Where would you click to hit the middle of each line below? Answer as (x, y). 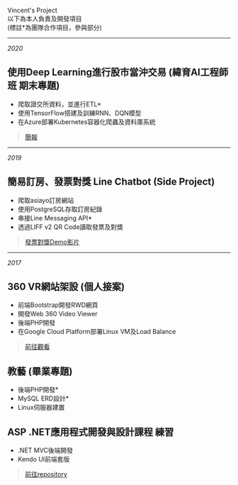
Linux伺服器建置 (41, 408)
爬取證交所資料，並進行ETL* (59, 104)
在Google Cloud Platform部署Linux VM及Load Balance (97, 332)
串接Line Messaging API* (55, 218)
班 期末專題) (34, 85)
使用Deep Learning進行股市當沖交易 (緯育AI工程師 (118, 73)
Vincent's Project (33, 10)
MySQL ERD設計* (43, 398)
